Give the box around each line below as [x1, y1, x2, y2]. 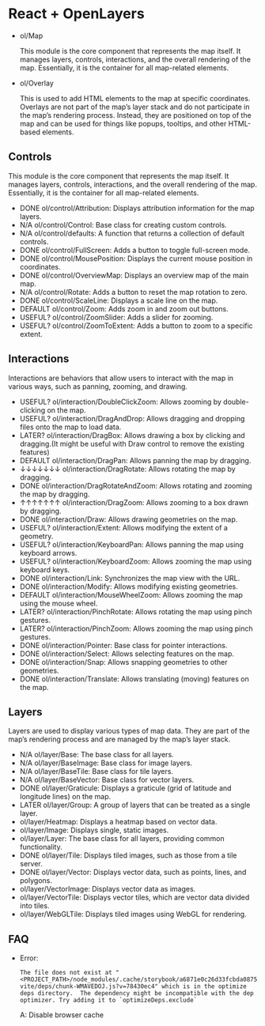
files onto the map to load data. [19, 422, 122, 432]
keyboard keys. [19, 564, 70, 574]
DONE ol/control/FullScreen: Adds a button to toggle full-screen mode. [19, 245, 251, 255]
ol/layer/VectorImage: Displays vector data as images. [19, 885, 196, 894]
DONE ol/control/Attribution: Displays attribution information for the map [19, 203, 255, 213]
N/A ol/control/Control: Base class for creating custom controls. [19, 220, 227, 229]
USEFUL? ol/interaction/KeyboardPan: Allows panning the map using [19, 539, 244, 549]
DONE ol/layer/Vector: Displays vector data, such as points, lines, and [19, 867, 247, 877]
